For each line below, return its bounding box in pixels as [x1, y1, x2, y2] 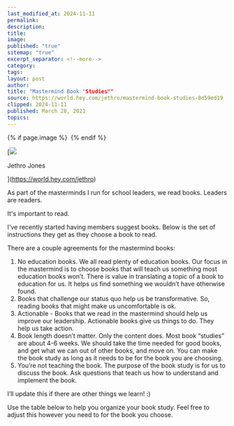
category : [7, 62, 36, 69]
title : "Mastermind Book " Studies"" [7, 88, 114, 95]
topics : [7, 114, 30, 121]
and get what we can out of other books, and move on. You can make [17, 346, 218, 355]
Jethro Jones [7, 161, 45, 170]
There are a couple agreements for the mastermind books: [7, 244, 176, 252]
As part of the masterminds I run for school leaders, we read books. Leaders [7, 188, 227, 196]
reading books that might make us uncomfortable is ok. [17, 302, 177, 310]
